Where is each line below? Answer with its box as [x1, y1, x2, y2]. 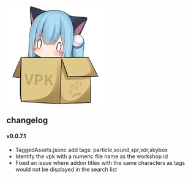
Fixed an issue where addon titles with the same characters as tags [15, 159, 185, 166]
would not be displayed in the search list [15, 166, 118, 173]
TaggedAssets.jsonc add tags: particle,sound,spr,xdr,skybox [15, 146, 168, 153]
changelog [6, 115, 48, 126]
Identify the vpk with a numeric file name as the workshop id [15, 153, 168, 160]
